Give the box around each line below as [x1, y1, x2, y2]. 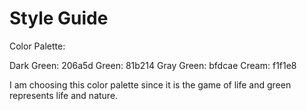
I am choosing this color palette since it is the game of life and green [9, 78, 292, 91]
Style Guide [9, 7, 109, 30]
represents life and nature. [9, 89, 119, 101]
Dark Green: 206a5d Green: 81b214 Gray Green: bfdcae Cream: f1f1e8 [9, 59, 297, 71]
